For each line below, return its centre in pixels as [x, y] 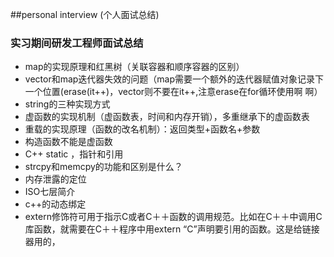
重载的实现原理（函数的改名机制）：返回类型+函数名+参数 [142, 129]
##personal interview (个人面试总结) [85, 14]
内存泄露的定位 [55, 179]
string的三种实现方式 [67, 104]
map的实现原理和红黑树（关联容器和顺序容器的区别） [134, 67]
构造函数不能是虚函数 [68, 142]
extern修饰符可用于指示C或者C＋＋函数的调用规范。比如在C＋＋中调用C [173, 217]
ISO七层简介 [50, 192]
